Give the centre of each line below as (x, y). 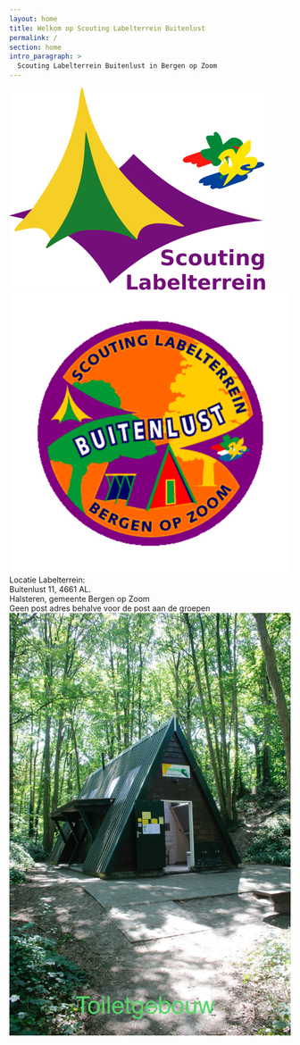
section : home (36, 47)
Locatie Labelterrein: (47, 580)
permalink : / (33, 38)
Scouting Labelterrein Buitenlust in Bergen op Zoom (117, 66)
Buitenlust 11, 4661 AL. (50, 589)
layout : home (33, 19)
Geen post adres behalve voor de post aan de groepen (110, 608)
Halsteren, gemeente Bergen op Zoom (79, 599)
